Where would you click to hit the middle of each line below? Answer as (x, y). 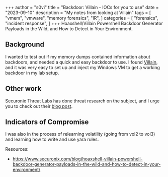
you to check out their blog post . (39, 106)
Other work (23, 88)
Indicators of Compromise (47, 122)
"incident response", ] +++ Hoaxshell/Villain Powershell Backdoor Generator (84, 23)
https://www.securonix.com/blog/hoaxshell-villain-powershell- (77, 159)
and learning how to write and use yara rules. (52, 139)
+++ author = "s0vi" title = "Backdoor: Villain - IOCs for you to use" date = (82, 7)
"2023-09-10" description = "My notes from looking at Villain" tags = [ (78, 13)
